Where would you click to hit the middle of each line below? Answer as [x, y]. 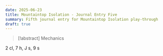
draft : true [18, 24]
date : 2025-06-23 [24, 10]
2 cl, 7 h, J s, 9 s [22, 48]
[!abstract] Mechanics [41, 38]
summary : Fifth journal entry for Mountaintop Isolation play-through [82, 19]
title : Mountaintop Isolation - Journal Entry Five [61, 15]
